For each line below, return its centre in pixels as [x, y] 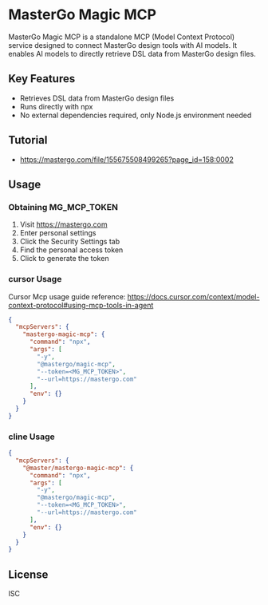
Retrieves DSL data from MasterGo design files [97, 98]
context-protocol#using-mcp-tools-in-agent [81, 305]
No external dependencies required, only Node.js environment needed [136, 115]
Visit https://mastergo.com [63, 224]
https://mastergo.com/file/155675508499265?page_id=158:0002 [126, 159]
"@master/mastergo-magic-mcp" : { [78, 468]
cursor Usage [35, 279]
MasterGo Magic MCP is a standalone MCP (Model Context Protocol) [122, 37]
